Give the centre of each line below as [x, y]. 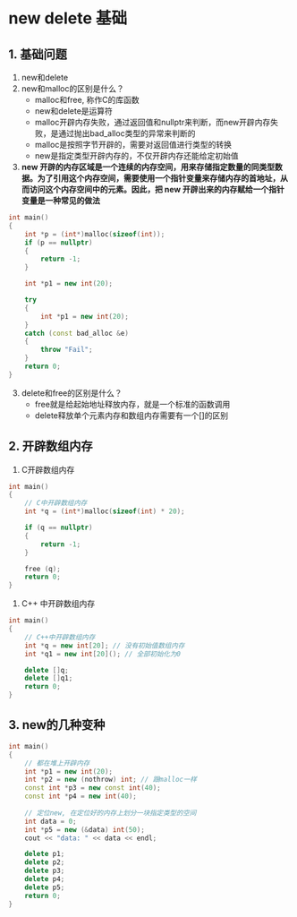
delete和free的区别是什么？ [72, 393]
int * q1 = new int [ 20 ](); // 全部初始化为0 [102, 654]
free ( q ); [43, 569]
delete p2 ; [45, 862]
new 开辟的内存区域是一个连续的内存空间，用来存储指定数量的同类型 [148, 167]
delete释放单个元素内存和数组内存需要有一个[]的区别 [132, 415]
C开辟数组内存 [48, 469]
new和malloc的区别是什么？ [72, 89]
